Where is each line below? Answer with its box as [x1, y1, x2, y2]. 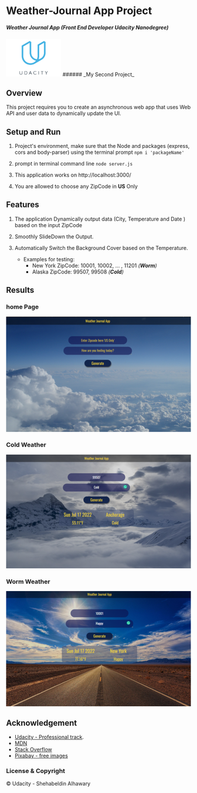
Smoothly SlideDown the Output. [14, 233, 94, 240]
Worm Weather [6, 577, 50, 585]
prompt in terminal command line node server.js [14, 160, 133, 167]
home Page [6, 303, 39, 311]
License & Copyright [6, 767, 66, 775]
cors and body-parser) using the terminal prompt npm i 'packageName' [14, 149, 185, 156]
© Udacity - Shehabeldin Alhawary [6, 780, 91, 787]
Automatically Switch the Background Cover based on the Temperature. [14, 244, 189, 251]
